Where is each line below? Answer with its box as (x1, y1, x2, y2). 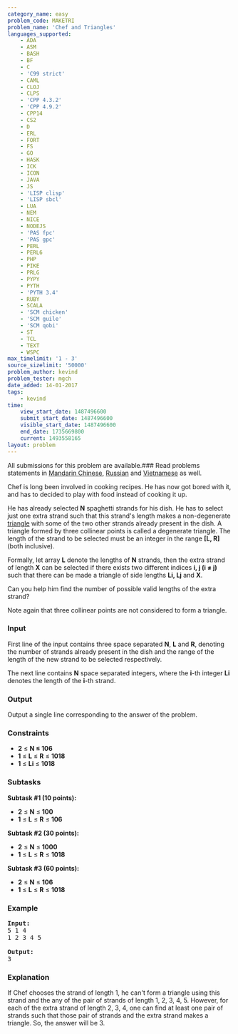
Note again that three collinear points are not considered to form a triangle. (7, 605, 227, 614)
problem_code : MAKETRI (7, 17, 75, 24)
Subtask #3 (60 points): (7, 864, 80, 872)
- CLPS (20, 90, 40, 97)
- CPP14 (20, 110, 43, 117)
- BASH (20, 51, 40, 58)
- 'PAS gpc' (20, 236, 56, 243)
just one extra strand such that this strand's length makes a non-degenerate (7, 511, 231, 520)
